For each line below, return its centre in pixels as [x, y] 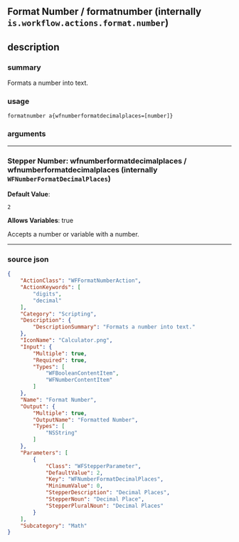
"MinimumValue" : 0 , [74, 486]
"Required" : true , [60, 360]
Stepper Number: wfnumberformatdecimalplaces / [97, 161]
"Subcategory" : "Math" [54, 526]
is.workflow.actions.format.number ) [88, 23]
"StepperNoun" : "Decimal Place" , [95, 499]
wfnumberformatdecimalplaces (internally [83, 170]
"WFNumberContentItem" [79, 380]
